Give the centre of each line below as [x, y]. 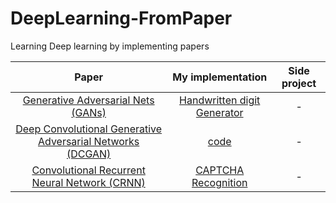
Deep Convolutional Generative [89, 129]
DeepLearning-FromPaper [121, 18]
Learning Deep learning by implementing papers [110, 46]
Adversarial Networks [88, 141]
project [299, 83]
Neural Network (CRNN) [88, 182]
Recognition [219, 182]
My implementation [220, 77]
